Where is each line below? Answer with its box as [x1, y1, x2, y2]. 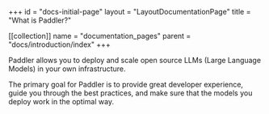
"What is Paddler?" [8, 15, 72, 25]
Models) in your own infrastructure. [8, 64, 127, 74]
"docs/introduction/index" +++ [8, 40, 111, 49]
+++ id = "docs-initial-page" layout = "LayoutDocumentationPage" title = [8, 7, 251, 16]
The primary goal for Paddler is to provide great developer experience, [8, 80, 244, 89]
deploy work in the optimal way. [8, 97, 115, 106]
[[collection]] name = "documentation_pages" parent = [8, 32, 191, 40]
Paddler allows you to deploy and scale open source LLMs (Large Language [8, 56, 261, 65]
